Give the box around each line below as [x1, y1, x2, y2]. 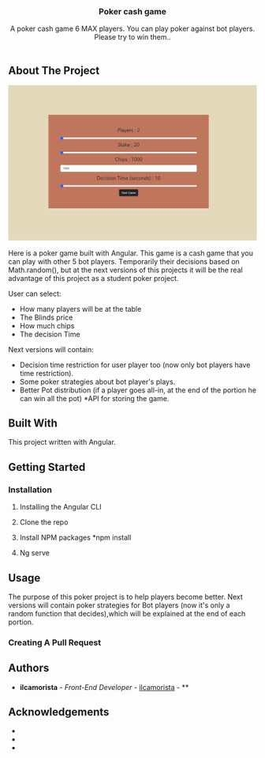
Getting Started [8, 460, 86, 474]
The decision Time [19, 329, 80, 339]
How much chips [19, 320, 75, 330]
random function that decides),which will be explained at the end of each [8, 608, 246, 618]
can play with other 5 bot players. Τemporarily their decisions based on [8, 256, 241, 266]
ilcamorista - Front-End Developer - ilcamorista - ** [19, 682, 189, 692]
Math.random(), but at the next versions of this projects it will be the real [8, 265, 243, 275]
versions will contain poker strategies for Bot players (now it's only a [8, 600, 230, 610]
